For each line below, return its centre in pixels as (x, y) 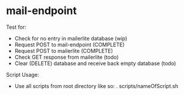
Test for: (16, 27)
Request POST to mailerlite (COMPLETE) (64, 50)
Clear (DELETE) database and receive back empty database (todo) (95, 63)
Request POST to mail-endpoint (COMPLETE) (70, 45)
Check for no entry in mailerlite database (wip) (71, 38)
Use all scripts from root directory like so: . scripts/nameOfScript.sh (96, 86)
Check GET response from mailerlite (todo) (66, 57)
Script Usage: (23, 74)
